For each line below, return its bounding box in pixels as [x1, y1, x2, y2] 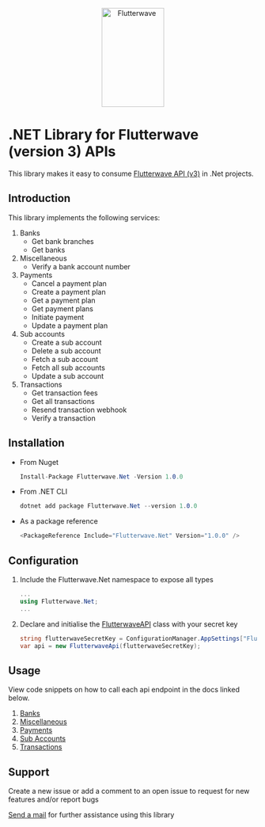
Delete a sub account [31, 345, 101, 356]
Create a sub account [31, 337, 102, 347]
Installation [8, 436, 65, 450]
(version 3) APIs [8, 143, 116, 161]
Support [8, 765, 50, 779]
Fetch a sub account [31, 354, 99, 364]
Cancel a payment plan [31, 278, 107, 288]
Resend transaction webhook [31, 405, 127, 414]
